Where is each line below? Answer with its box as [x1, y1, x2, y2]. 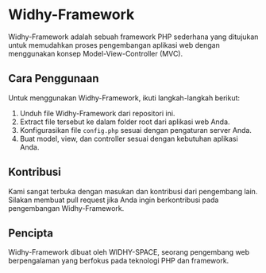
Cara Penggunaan [8, 72, 99, 85]
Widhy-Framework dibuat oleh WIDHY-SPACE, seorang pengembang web [8, 248, 250, 257]
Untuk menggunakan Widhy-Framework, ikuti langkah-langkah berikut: [8, 93, 241, 103]
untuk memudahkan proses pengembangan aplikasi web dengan [8, 40, 220, 49]
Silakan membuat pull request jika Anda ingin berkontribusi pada [8, 195, 219, 205]
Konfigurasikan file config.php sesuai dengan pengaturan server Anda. [19, 125, 253, 135]
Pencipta [8, 226, 54, 240]
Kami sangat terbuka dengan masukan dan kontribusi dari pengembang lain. [8, 186, 258, 196]
